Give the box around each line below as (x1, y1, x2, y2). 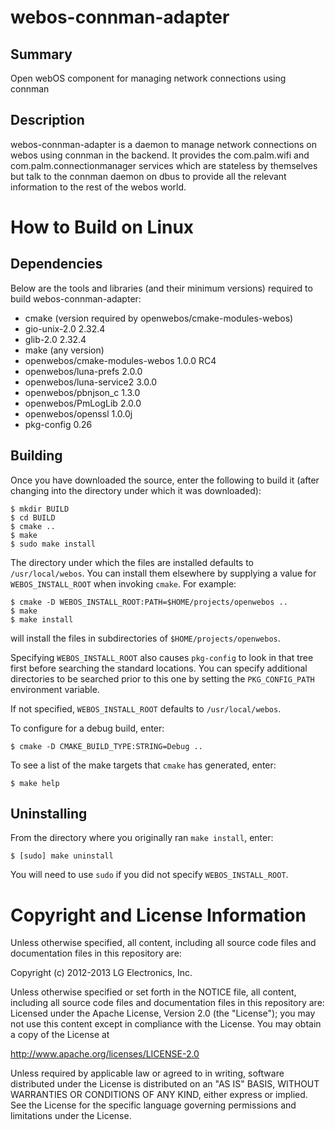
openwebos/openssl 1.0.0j (24, 407, 133, 420)
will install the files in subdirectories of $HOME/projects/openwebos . (10, 632, 281, 644)
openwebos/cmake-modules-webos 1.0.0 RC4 (24, 354, 217, 366)
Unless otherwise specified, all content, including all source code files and (10, 937, 317, 949)
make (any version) (24, 344, 105, 356)
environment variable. (10, 683, 100, 695)
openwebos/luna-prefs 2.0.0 (24, 365, 143, 377)
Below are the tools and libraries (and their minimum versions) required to (10, 282, 313, 294)
